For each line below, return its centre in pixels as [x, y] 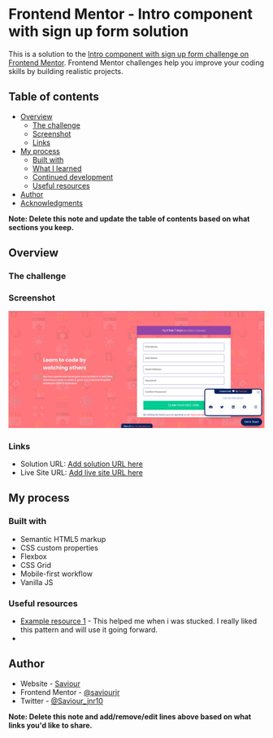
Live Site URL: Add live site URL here [82, 473]
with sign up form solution [99, 31]
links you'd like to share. [50, 725]
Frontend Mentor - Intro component [131, 14]
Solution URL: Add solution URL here [82, 464]
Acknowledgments [52, 203]
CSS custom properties [59, 548]
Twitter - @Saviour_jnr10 [62, 701]
